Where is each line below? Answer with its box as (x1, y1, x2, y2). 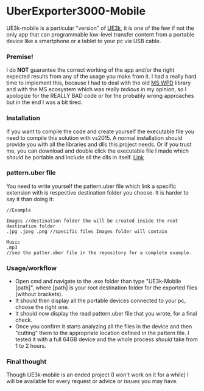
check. (15, 316, 32, 324)
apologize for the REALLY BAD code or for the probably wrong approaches (6, 92, 194, 100)
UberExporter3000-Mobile (6, 4, 146, 18)
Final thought (6, 358, 47, 366)
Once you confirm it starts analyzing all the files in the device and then (15, 323, 192, 330)
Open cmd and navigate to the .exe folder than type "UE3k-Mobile (15, 278, 181, 285)
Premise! (6, 52, 33, 61)
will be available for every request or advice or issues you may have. (6, 378, 178, 385)
